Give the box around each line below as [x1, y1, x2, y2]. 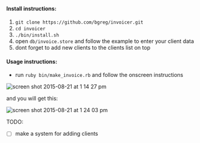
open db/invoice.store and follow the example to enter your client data [15, 38, 195, 45]
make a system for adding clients [15, 130, 98, 138]
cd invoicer [15, 26, 46, 32]
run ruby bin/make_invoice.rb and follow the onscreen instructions [15, 71, 184, 79]
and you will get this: [6, 95, 58, 102]
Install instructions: [6, 5, 57, 12]
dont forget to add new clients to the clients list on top [15, 44, 151, 52]
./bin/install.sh [15, 32, 60, 39]
